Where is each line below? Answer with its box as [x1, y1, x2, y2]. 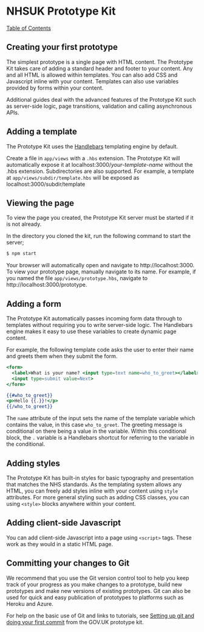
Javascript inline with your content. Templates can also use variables [6, 77, 179, 85]
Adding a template [6, 127, 78, 137]
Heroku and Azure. [6, 600, 53, 607]
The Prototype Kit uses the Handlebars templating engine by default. [6, 142, 178, 150]
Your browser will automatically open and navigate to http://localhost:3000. [6, 262, 195, 269]
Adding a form [6, 298, 62, 309]
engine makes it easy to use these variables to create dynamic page [6, 328, 177, 335]
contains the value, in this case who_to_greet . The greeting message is [6, 421, 183, 429]
